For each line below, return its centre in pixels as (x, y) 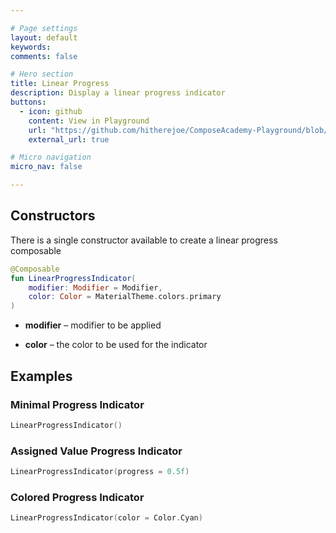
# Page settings (44, 28)
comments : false (44, 56)
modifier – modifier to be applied (93, 325)
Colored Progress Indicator (77, 497)
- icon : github (51, 111)
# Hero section (42, 74)
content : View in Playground (89, 121)
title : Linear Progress (60, 84)
